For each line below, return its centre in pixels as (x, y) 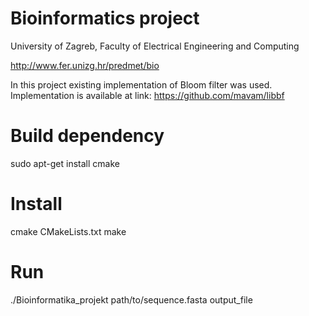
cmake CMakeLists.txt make (68, 231)
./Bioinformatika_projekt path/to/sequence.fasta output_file (131, 299)
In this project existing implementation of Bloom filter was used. (141, 84)
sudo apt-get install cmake (65, 163)
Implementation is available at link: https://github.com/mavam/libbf (147, 95)
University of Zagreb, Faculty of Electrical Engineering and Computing (155, 46)
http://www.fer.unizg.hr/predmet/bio (85, 65)
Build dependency (87, 136)
